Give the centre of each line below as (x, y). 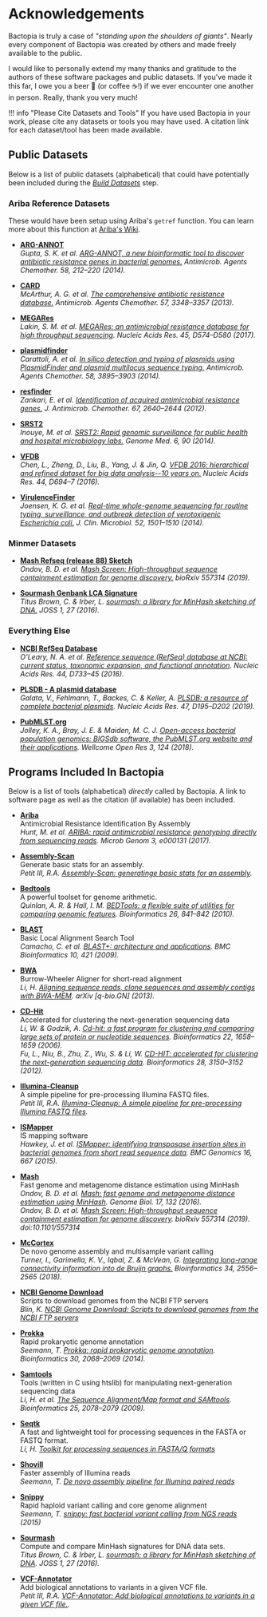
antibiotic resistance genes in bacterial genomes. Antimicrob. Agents (133, 262)
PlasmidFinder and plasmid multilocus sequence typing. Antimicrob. (132, 367)
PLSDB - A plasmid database (68, 689)
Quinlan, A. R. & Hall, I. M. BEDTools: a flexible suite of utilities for (127, 906)
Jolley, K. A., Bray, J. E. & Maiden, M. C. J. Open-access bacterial (128, 730)
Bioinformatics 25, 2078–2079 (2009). (82, 1408)
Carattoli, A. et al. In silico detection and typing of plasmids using (127, 359)
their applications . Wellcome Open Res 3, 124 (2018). (107, 747)
